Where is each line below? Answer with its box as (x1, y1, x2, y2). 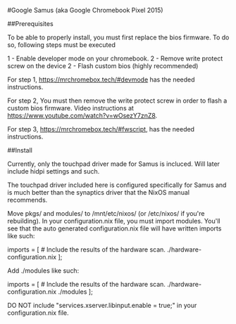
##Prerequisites (7, 20, 54, 27)
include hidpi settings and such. (7, 167, 100, 175)
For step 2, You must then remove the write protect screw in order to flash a (7, 96, 228, 105)
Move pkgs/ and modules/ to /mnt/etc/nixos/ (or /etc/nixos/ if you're (7, 209, 205, 217)
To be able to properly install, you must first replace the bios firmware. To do (7, 33, 230, 41)
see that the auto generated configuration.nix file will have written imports (7, 224, 222, 233)
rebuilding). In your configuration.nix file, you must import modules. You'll (7, 217, 221, 225)
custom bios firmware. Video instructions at (7, 104, 134, 112)
